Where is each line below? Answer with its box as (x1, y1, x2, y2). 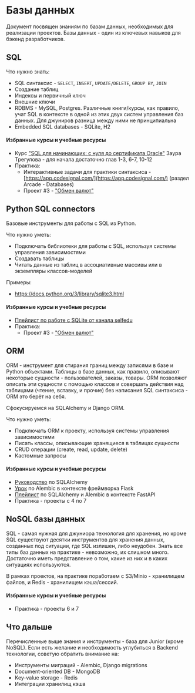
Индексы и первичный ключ (14, 92, 86, 99)
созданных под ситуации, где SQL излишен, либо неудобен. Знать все (6, 542, 183, 549)
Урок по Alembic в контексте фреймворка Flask (14, 485, 134, 492)
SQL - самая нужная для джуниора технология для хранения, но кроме (6, 530, 187, 537)
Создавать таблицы (14, 255, 65, 262)
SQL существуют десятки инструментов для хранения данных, (6, 536, 165, 543)
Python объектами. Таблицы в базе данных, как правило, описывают (6, 368, 180, 375)
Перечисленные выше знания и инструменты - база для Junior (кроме (6, 638, 184, 645)
